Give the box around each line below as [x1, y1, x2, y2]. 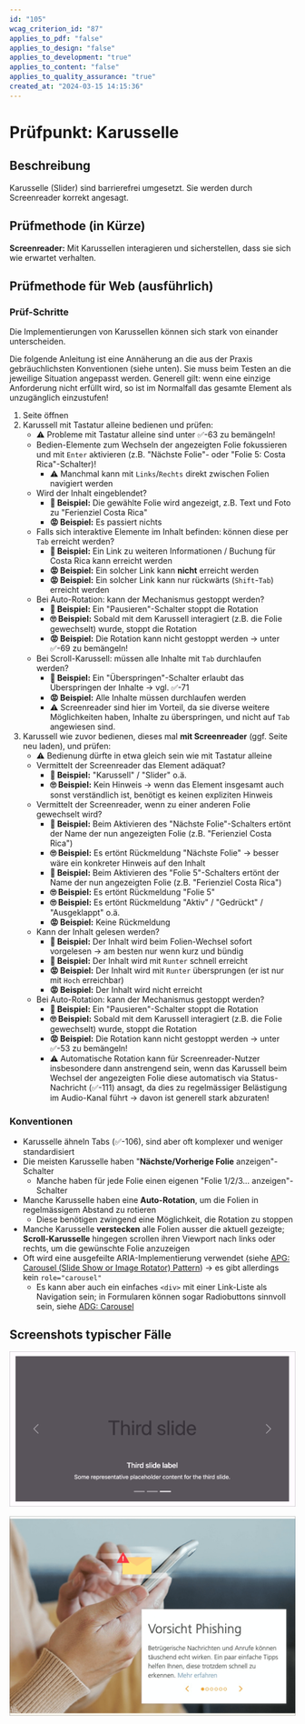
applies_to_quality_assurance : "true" [9, 73, 156, 82]
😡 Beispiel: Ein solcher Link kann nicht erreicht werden [49, 565, 259, 576]
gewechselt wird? [35, 809, 103, 820]
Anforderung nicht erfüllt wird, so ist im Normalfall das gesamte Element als [9, 383, 292, 394]
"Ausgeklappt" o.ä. [49, 907, 121, 918]
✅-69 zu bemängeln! [49, 643, 129, 654]
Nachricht [49, 1082, 87, 1093]
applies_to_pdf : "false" [9, 34, 103, 43]
